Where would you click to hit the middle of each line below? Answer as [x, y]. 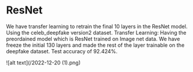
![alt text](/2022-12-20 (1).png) [44, 63]
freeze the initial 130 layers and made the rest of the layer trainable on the [95, 45]
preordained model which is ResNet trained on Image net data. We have [93, 39]
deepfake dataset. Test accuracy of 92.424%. [62, 51]
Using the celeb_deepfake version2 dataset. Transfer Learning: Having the [96, 32]
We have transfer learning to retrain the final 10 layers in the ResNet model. [97, 26]
